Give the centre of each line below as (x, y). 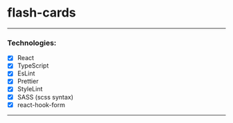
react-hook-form (41, 104)
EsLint (26, 73)
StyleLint (30, 89)
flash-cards (42, 13)
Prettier (28, 82)
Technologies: (32, 43)
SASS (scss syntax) (45, 97)
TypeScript (33, 66)
